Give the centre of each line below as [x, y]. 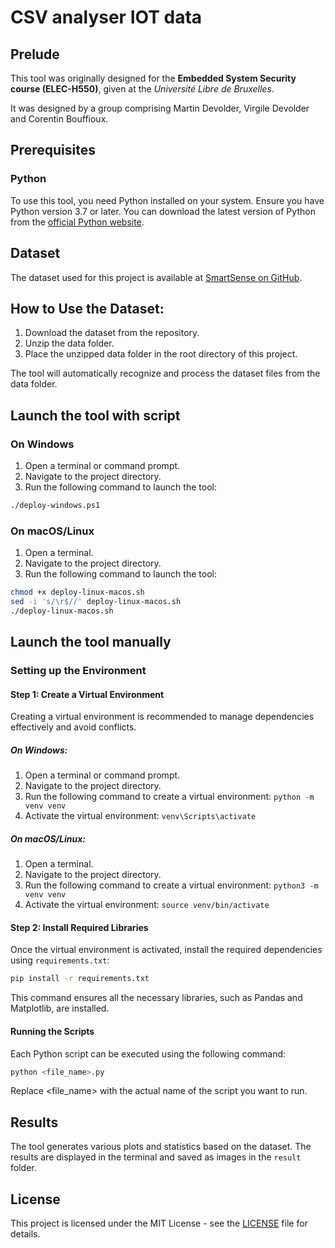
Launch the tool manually [91, 642]
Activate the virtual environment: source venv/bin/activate [147, 905]
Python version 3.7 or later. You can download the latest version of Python [163, 211]
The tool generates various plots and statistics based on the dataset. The [161, 1147]
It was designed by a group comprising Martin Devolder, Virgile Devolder [160, 108]
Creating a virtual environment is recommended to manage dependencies [162, 717]
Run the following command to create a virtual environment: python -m [169, 797]
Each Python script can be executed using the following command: [148, 1053]
